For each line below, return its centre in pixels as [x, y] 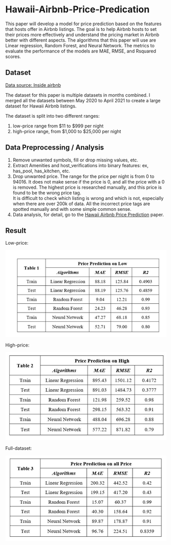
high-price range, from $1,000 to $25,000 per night [67, 131]
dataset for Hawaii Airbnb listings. [41, 106]
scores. [13, 56]
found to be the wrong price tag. [47, 193]
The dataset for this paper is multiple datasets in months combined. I [78, 95]
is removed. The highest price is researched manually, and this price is [87, 187]
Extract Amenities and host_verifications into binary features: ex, [80, 165]
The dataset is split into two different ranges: [52, 116]
